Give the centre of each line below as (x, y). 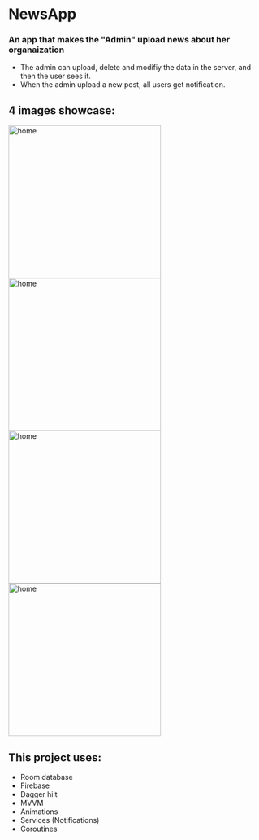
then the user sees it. (56, 76)
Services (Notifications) (60, 820)
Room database (46, 777)
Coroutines (39, 829)
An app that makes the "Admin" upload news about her (119, 40)
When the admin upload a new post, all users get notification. (123, 85)
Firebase (35, 785)
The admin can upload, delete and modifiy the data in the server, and (136, 68)
